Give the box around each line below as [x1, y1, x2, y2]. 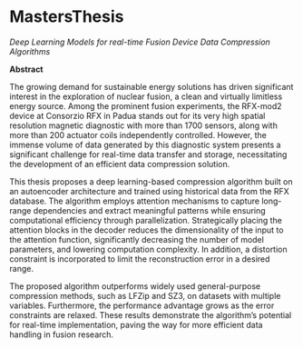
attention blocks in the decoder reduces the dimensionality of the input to [9, 224, 284, 235]
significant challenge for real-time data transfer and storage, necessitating [9, 148, 288, 160]
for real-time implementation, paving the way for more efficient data [9, 319, 263, 330]
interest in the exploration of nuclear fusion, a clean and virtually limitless [9, 91, 283, 102]
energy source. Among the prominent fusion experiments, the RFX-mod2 [9, 100, 283, 111]
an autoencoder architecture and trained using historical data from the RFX [9, 185, 290, 196]
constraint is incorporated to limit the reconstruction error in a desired [9, 253, 270, 264]
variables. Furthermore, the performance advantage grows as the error [9, 300, 275, 311]
